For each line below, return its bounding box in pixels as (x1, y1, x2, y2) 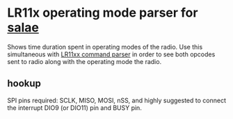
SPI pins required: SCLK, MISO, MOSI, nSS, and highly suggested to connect (7, 96, 226, 104)
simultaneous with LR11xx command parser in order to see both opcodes (7, 50, 216, 58)
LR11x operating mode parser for (7, 5, 198, 21)
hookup (7, 78, 42, 90)
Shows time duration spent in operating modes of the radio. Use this (7, 42, 203, 51)
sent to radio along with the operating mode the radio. (7, 57, 162, 65)
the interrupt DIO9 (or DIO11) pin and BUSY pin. (7, 103, 143, 112)
